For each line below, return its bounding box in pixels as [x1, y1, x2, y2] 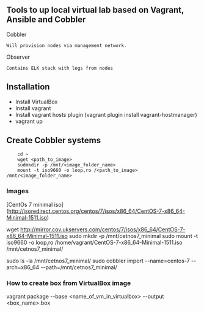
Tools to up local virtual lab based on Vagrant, [6, 5, 184, 15]
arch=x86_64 [6, 263, 40, 271]
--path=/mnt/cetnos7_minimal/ [40, 263, 117, 271]
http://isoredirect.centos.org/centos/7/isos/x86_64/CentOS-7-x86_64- [8, 207, 185, 215]
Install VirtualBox [15, 98, 58, 105]
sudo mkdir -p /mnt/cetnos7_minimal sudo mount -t [69, 232, 199, 239]
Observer [6, 53, 31, 61]
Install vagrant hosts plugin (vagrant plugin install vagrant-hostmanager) [15, 111, 197, 118]
